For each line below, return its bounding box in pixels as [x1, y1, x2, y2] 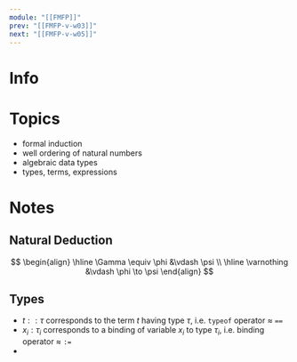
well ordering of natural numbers [21, 148, 142, 158]
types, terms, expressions [21, 166, 117, 177]
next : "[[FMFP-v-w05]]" [9, 29, 98, 38]
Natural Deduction [9, 233, 113, 248]
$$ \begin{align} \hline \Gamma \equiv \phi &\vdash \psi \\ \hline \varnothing [10, 256, 289, 267]
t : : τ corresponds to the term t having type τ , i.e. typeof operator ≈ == [21, 315, 283, 326]
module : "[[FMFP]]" [9, 12, 82, 22]
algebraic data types [21, 157, 98, 167]
